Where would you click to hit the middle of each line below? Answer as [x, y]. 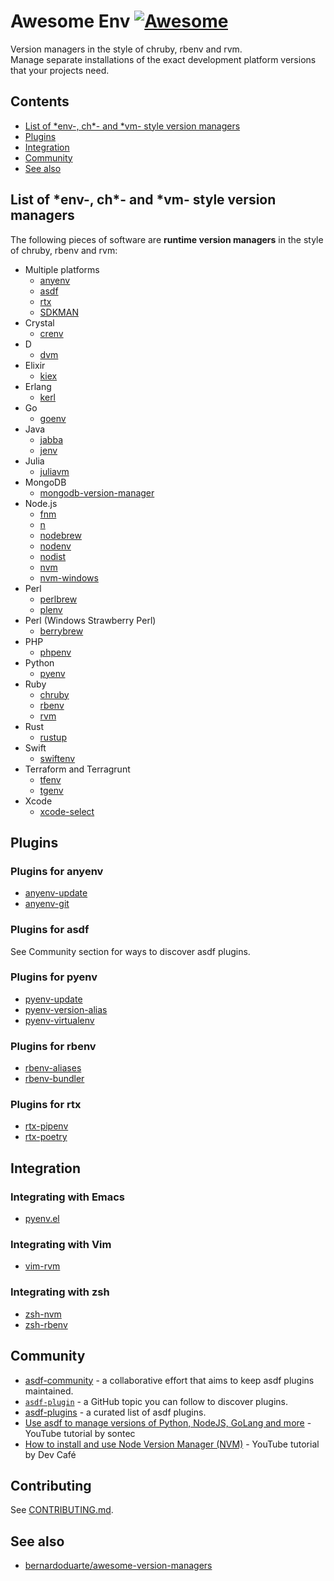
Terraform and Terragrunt [77, 769]
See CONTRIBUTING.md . [62, 1510]
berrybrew [61, 631]
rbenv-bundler [54, 1079]
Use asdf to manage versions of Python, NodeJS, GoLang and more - [168, 1422]
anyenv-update [56, 893]
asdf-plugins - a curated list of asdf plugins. [115, 1412]
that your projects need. [60, 70]
